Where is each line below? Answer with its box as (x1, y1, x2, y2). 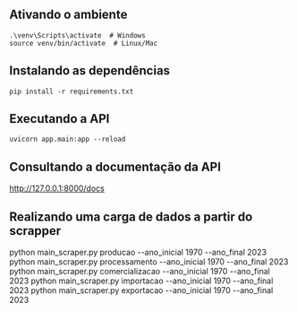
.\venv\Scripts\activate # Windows (9, 30, 146, 39)
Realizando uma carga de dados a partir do (9, 209, 253, 224)
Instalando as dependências (9, 63, 171, 79)
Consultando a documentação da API (9, 159, 222, 174)
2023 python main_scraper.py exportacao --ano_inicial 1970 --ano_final (9, 285, 274, 296)
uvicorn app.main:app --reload (9, 134, 126, 144)
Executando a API (9, 111, 110, 126)
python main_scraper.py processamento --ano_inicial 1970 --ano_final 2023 (9, 256, 289, 267)
